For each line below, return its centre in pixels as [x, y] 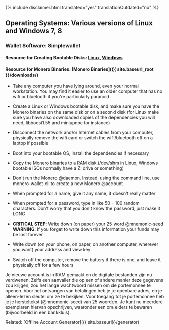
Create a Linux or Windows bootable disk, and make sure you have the [86, 106]
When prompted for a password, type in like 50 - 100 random [76, 203]
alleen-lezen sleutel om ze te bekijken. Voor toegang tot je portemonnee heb [85, 297]
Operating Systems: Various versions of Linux [79, 23]
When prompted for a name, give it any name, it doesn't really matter [84, 193]
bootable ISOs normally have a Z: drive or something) [68, 168]
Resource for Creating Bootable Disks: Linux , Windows [64, 57]
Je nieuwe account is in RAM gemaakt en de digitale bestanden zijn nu [79, 275]
